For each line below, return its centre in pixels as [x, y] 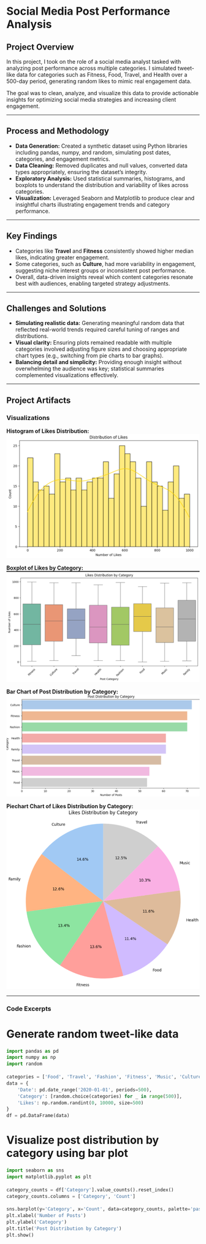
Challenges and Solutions [56, 309]
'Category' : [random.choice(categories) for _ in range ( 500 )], [100, 1096]
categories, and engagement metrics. [63, 159]
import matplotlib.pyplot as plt [49, 1177]
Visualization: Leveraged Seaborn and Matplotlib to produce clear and [105, 198]
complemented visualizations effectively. [67, 375]
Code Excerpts [29, 1009]
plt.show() [20, 1235]
